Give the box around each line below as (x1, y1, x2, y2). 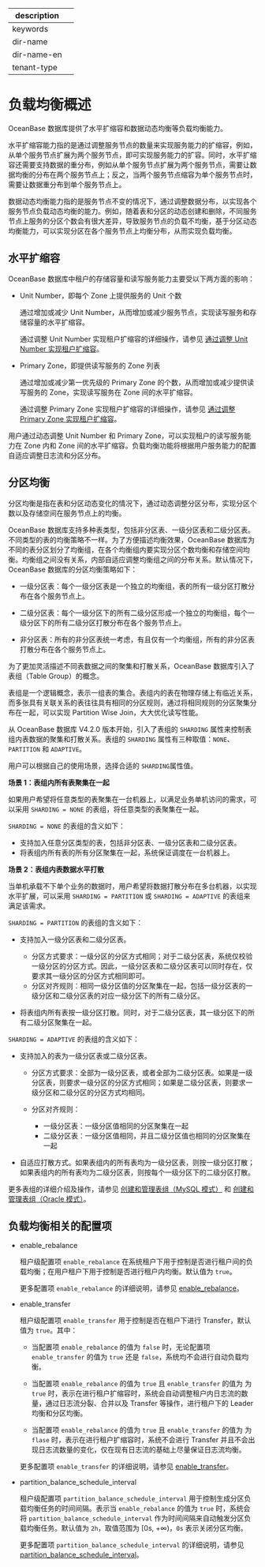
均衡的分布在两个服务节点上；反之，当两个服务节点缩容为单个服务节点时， (14, 170, 257, 179)
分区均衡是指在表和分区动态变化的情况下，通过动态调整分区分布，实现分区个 (8, 498, 257, 508)
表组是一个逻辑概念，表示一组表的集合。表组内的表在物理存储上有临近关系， (8, 688, 257, 697)
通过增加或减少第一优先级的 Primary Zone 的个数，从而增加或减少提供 (19, 377, 248, 387)
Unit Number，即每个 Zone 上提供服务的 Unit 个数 (19, 291, 182, 300)
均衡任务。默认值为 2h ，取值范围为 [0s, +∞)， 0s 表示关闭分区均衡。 (26, 1524, 248, 1533)
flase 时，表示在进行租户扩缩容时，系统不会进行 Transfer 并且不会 (31, 1435, 248, 1445)
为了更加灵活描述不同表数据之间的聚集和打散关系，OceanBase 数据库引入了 (8, 661, 255, 670)
